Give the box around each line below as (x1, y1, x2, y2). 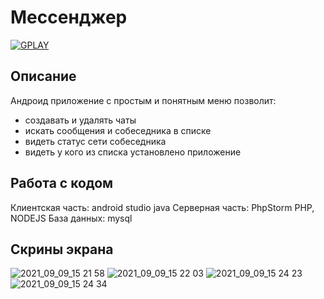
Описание (10, 68, 77, 85)
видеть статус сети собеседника (24, 135, 167, 147)
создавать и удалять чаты (24, 114, 137, 126)
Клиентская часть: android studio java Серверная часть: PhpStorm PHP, (10, 201, 315, 213)
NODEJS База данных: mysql (10, 212, 133, 224)
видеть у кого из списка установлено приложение (24, 146, 242, 158)
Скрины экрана (10, 241, 114, 258)
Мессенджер (10, 6, 128, 29)
